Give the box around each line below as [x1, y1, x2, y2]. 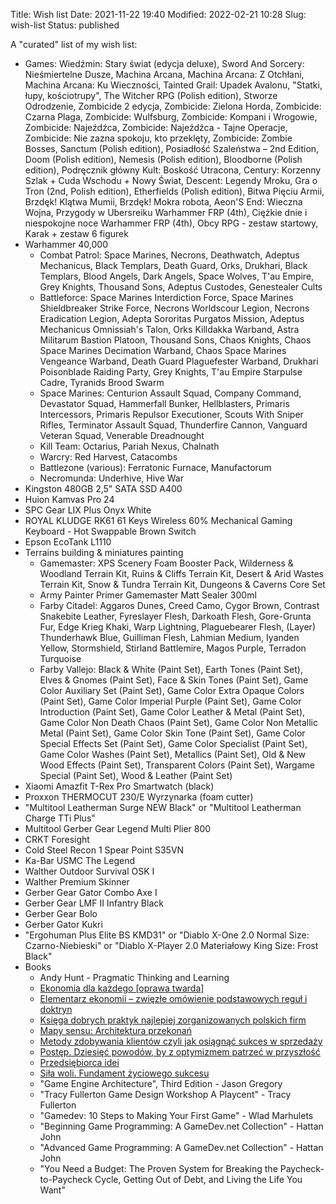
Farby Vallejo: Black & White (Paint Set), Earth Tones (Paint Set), [39, 664, 303, 675]
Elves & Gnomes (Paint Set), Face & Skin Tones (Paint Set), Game [39, 674, 309, 686]
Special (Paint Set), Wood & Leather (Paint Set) [39, 770, 233, 781]
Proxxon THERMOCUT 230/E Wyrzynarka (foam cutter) [24, 791, 254, 803]
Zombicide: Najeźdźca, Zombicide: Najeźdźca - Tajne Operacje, [24, 122, 288, 133]
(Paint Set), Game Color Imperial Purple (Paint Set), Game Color [39, 695, 302, 707]
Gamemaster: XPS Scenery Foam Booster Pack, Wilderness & [39, 557, 294, 569]
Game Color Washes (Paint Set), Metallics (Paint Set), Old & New [39, 749, 307, 760]
